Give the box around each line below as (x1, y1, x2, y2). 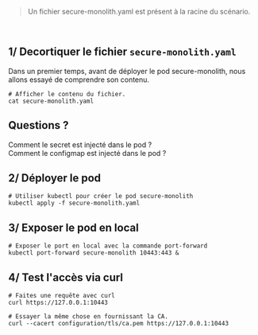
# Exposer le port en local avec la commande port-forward (8, 242, 208, 250)
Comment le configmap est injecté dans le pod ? (8, 148, 167, 158)
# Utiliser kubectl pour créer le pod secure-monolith (8, 193, 194, 201)
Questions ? (8, 119, 69, 132)
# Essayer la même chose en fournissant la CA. (8, 313, 169, 321)
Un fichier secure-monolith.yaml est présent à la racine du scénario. (27, 7, 251, 16)
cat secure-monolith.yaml (8, 97, 94, 105)
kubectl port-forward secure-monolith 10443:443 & (8, 249, 179, 257)
